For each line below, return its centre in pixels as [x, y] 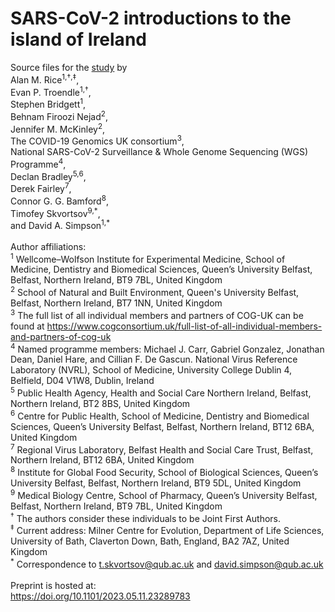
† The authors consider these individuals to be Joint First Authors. [146, 517]
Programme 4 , [38, 163]
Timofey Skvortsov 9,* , [55, 212]
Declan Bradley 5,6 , [48, 175]
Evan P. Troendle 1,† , [51, 91]
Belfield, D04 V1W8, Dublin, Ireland [82, 381]
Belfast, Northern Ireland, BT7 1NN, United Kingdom [116, 303]
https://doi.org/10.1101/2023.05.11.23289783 [100, 596]
